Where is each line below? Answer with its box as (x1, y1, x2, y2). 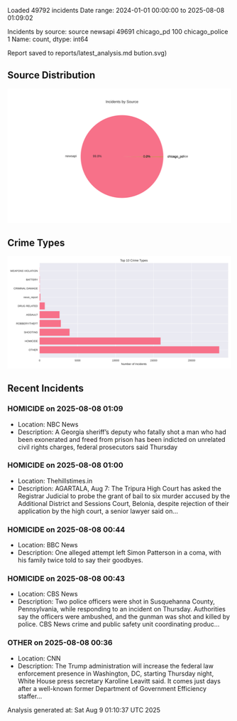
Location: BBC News (17, 541, 78, 549)
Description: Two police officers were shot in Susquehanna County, (17, 597, 215, 606)
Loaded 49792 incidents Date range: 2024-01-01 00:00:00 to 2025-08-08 (7, 6, 225, 14)
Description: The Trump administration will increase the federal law (17, 661, 214, 670)
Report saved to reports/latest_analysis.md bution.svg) (7, 49, 167, 57)
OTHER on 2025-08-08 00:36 (7, 638, 113, 648)
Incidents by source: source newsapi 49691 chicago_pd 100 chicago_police (7, 28, 228, 36)
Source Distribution (7, 69, 96, 81)
